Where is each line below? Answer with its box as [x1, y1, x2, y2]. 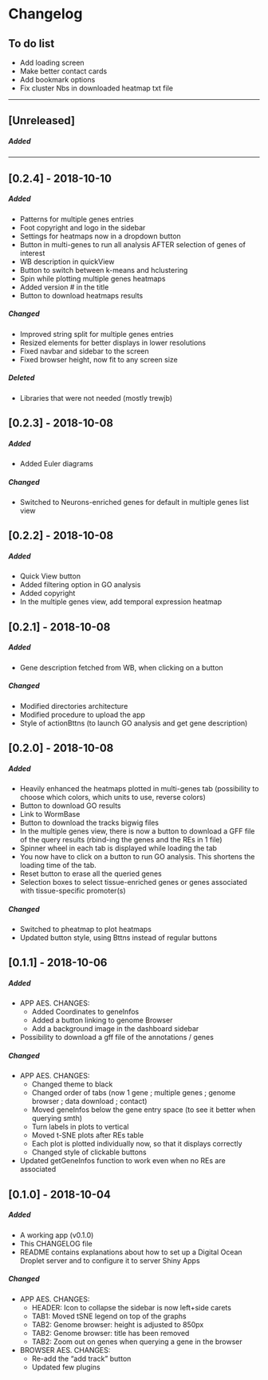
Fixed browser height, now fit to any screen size [19, 354, 178, 364]
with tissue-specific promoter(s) [19, 886, 126, 896]
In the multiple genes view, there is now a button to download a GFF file [19, 826, 255, 836]
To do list [8, 37, 55, 50]
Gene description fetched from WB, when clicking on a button [19, 662, 223, 672]
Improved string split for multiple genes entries [19, 329, 174, 338]
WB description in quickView [19, 257, 115, 266]
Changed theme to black [31, 1079, 113, 1089]
